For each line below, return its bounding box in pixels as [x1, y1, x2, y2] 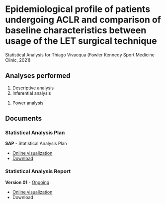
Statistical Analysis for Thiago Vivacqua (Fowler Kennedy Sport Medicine [5, 51, 155, 58]
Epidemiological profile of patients [5, 3, 151, 15]
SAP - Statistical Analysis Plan [5, 141, 67, 147]
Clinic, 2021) [5, 57, 31, 63]
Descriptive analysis [12, 85, 54, 91]
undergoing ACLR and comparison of [5, 14, 162, 25]
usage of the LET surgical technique [5, 35, 158, 47]
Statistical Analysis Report [5, 168, 71, 175]
